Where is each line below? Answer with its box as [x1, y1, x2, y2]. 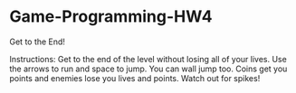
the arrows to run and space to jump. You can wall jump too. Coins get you [9, 63, 288, 74]
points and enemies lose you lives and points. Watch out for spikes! [9, 72, 261, 83]
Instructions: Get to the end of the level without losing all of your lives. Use [9, 53, 287, 64]
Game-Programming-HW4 [9, 6, 213, 27]
